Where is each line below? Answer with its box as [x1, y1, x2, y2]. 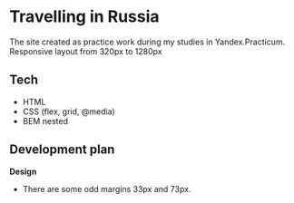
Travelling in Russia [9, 6, 161, 27]
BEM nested [22, 115, 68, 126]
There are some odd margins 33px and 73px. [22, 183, 191, 194]
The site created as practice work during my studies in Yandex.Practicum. [9, 36, 286, 47]
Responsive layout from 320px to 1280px [9, 45, 162, 56]
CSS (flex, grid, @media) [22, 106, 115, 117]
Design [9, 166, 37, 177]
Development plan [9, 142, 115, 158]
